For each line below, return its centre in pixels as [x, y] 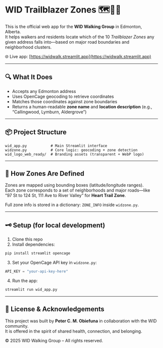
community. [17, 326]
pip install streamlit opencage [38, 253]
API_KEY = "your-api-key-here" [37, 272]
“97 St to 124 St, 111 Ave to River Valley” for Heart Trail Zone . [65, 196]
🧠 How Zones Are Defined [45, 174]
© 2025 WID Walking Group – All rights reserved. [54, 340]
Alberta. [13, 31]
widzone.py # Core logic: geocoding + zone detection [71, 150]
